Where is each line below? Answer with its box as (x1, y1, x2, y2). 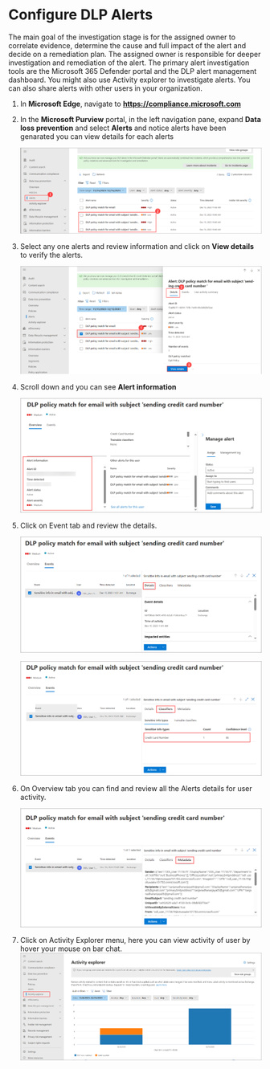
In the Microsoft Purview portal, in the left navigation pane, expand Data (19, 114, 261, 124)
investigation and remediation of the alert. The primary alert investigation (8, 58, 250, 67)
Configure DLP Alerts (8, 6, 153, 24)
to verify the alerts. (19, 251, 83, 260)
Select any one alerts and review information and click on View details (19, 242, 255, 251)
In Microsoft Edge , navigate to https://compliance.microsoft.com (19, 99, 241, 108)
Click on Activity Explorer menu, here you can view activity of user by (19, 936, 251, 945)
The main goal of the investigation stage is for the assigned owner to (8, 32, 235, 42)
